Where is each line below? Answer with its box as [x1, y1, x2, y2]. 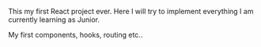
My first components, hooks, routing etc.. [8, 31, 143, 39]
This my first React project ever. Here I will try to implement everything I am [8, 7, 254, 16]
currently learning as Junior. [8, 15, 100, 24]
